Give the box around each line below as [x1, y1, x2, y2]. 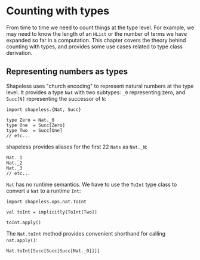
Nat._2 [6, 160, 23, 166]
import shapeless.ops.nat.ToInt [6, 199, 87, 205]
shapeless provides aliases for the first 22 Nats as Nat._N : [6, 143, 147, 150]
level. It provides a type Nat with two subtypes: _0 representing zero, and [6, 88, 186, 96]
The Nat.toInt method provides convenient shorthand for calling [6, 230, 166, 237]
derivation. [6, 49, 33, 56]
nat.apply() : [6, 236, 38, 243]
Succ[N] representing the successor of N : [6, 95, 106, 102]
